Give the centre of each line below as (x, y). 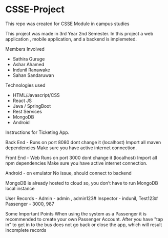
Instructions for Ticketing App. (37, 132)
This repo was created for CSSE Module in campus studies (67, 24)
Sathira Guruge (29, 59)
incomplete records (26, 230)
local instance (20, 188)
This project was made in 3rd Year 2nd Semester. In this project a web (79, 33)
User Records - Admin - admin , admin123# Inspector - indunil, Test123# (82, 198)
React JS (22, 101)
